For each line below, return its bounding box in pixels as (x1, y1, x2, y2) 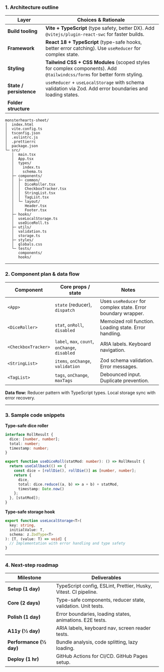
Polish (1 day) (7, 614, 41, 621)
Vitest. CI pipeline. (56, 588, 98, 595)
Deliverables (91, 574, 122, 581)
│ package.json (5, 144, 38, 149)
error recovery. (5, 395, 36, 401)
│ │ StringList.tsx (11, 191, 56, 195)
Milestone (18, 574, 41, 581)
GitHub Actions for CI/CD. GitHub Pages (56, 653, 148, 660)
